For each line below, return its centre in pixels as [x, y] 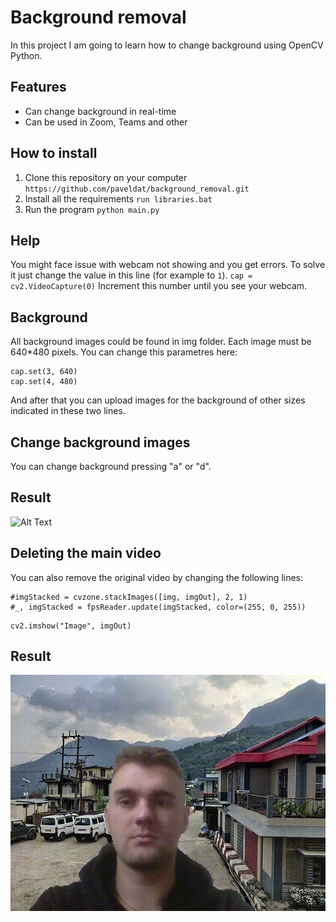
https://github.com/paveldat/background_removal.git [137, 189]
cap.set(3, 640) [44, 372]
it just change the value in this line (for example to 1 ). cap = [131, 275]
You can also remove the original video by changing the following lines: [157, 577]
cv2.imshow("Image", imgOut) [71, 626]
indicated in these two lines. [68, 411]
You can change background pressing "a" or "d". [111, 466]
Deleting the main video [86, 553]
